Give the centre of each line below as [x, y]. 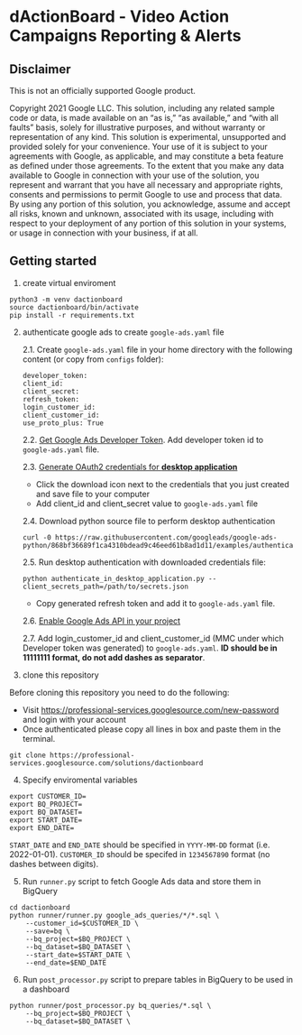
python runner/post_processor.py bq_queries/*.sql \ [110, 1005]
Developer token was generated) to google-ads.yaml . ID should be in [150, 648]
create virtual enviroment [69, 282]
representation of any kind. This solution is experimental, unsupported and [148, 137]
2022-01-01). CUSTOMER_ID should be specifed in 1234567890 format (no [140, 854]
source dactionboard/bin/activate [74, 307]
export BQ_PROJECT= [46, 804]
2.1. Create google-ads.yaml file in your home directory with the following [157, 349]
